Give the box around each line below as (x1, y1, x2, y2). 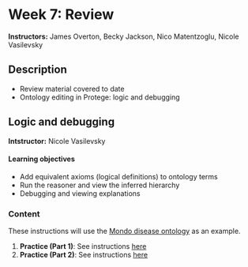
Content (8, 208, 41, 219)
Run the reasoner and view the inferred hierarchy (19, 180, 180, 190)
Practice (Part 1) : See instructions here (19, 242, 147, 251)
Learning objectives (8, 154, 75, 164)
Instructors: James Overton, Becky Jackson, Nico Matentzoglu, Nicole (8, 32, 239, 41)
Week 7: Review (8, 6, 115, 24)
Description (8, 63, 67, 77)
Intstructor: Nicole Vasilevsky (8, 136, 106, 145)
